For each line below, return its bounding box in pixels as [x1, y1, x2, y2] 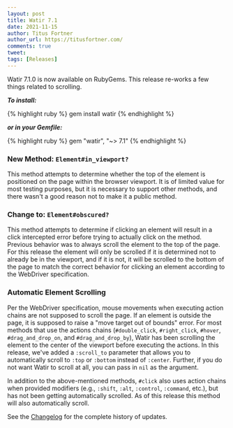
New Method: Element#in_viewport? [7, 154, 129, 164]
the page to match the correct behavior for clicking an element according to [7, 263, 225, 271]
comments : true [7, 43, 52, 50]
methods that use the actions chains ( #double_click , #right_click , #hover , [7, 326, 221, 334]
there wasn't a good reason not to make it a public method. [7, 192, 177, 201]
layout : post [7, 10, 45, 17]
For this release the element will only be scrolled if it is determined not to [7, 248, 216, 256]
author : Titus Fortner [7, 29, 73, 37]
